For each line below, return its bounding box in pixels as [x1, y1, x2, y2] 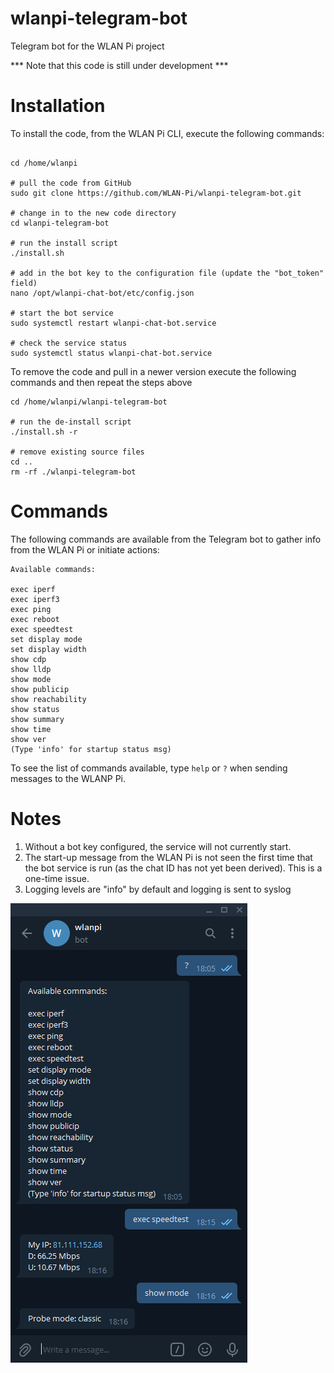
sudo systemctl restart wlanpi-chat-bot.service [10, 318, 217, 328]
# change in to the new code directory [10, 208, 177, 218]
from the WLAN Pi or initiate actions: [10, 543, 160, 556]
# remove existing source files [10, 447, 145, 457]
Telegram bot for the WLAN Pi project [10, 40, 165, 52]
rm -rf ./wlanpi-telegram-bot [10, 467, 137, 477]
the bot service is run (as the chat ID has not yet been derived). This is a [24, 862, 323, 874]
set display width [10, 644, 87, 654]
